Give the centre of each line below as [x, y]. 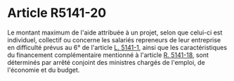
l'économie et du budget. [44, 70]
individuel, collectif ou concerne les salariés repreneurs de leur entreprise [114, 39]
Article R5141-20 [57, 13]
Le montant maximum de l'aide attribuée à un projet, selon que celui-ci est [115, 32]
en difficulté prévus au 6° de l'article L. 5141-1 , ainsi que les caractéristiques [117, 47]
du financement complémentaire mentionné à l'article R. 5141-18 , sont [108, 55]
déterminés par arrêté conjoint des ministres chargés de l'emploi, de [106, 62]
